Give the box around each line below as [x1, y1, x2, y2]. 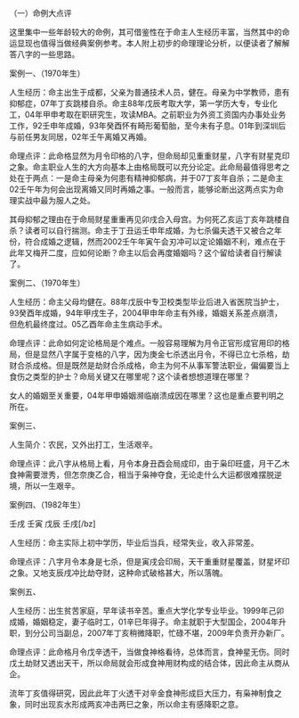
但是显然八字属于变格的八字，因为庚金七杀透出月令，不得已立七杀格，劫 [24, 349, 290, 359]
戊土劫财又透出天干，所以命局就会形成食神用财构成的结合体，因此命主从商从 [9, 658, 290, 668]
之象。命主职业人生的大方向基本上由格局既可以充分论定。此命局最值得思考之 [9, 161, 290, 172]
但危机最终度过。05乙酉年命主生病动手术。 [9, 319, 167, 329]
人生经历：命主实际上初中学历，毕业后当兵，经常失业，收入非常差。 [9, 538, 259, 548]
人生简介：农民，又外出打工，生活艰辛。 [9, 440, 158, 450]
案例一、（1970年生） [9, 68, 85, 78]
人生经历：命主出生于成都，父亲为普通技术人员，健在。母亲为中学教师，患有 [9, 87, 290, 97]
